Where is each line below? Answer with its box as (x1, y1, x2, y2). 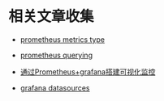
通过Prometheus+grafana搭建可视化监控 (19, 66, 156, 77)
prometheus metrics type (19, 34, 106, 44)
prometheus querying (19, 50, 93, 60)
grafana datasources (19, 82, 91, 93)
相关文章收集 (8, 7, 95, 26)
